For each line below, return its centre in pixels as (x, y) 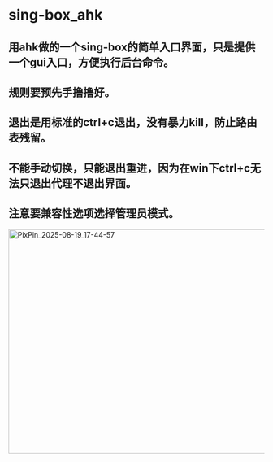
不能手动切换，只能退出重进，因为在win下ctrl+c (129, 168)
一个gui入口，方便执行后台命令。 (91, 62)
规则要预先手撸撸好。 (62, 92)
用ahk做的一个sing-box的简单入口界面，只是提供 (132, 47)
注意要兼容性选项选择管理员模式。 (94, 214)
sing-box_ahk (56, 15)
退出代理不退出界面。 (83, 183)
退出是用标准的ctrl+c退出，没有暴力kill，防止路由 (133, 122)
